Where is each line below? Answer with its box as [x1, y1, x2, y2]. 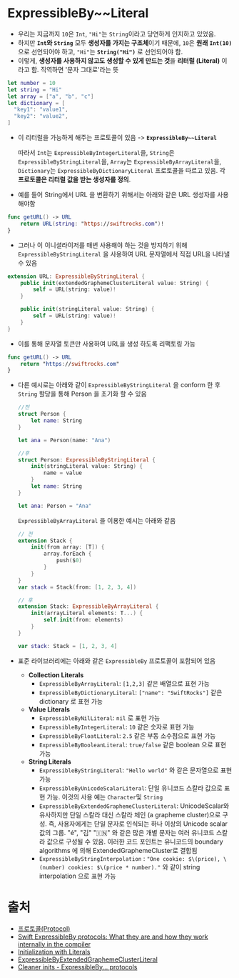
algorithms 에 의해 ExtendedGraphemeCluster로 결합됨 [39, 846, 198, 854]
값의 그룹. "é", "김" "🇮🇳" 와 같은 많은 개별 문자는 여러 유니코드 [39, 828, 215, 837]
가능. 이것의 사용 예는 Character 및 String [46, 792, 163, 801]
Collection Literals [28, 670, 84, 679]
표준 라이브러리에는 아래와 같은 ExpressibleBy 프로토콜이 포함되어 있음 [17, 656, 216, 665]
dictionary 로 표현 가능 [39, 697, 103, 705]
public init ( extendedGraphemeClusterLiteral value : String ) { [20, 279, 209, 286]
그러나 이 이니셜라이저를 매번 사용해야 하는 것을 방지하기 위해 [17, 241, 188, 249]
